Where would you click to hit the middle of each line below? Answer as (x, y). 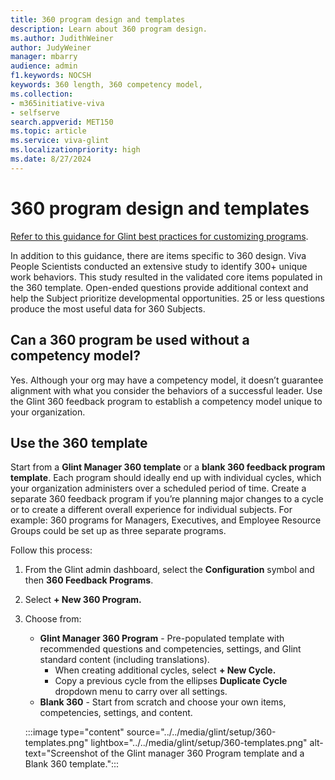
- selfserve (35, 112)
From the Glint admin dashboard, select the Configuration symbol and (169, 570)
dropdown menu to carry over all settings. (141, 692)
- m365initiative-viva (57, 103)
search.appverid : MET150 (62, 122)
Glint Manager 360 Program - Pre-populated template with (162, 638)
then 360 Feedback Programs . (89, 580)
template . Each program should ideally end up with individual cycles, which (166, 478)
